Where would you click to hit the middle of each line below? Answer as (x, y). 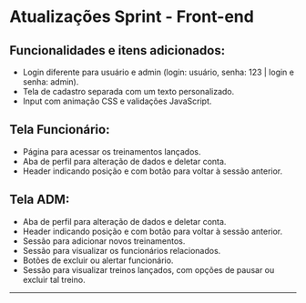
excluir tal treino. (54, 279)
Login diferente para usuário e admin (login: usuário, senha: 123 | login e (158, 72)
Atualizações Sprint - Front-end (132, 17)
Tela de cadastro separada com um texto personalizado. (128, 91)
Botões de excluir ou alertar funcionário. (98, 260)
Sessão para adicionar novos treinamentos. (104, 241)
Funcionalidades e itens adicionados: (117, 50)
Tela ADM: (40, 200)
